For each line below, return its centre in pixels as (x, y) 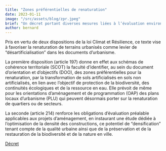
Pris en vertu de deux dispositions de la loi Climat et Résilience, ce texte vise (83, 42)
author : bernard (22, 28)
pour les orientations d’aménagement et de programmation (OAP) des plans (82, 93)
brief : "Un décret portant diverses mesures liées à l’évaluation (75, 23)
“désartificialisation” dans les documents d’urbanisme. (61, 53)
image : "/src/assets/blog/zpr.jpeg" (43, 19)
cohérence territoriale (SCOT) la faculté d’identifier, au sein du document (79, 67)
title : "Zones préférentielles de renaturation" (56, 10)
